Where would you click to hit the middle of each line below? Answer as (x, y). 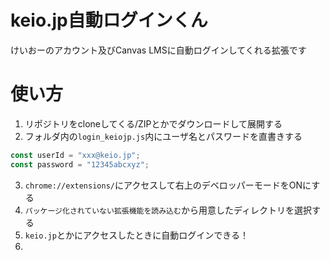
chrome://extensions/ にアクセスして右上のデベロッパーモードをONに (168, 185)
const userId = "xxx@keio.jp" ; (75, 155)
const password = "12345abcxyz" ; (80, 164)
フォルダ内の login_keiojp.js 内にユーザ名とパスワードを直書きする (163, 136)
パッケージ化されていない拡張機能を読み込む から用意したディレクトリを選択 (168, 210)
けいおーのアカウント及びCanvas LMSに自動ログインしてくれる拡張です (158, 50)
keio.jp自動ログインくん (109, 20)
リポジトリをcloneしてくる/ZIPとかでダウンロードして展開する (153, 123)
